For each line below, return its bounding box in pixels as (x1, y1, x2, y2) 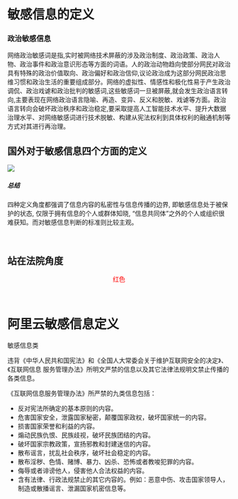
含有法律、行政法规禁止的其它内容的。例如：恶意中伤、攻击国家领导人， (17, 476, 229, 484)
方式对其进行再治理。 (7, 122, 69, 131)
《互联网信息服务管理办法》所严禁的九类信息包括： (7, 389, 157, 398)
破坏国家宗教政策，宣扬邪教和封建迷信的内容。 (17, 440, 154, 449)
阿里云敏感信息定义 (7, 316, 120, 333)
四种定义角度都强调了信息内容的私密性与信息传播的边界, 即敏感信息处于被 (7, 200, 222, 209)
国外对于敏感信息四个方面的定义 (7, 145, 147, 157)
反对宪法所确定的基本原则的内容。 (17, 404, 118, 413)
